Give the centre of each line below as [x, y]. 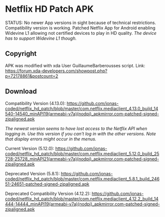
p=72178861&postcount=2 [32, 76]
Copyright [21, 54]
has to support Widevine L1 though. [41, 38]
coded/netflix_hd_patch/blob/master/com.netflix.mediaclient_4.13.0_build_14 [82, 108]
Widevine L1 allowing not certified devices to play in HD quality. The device [81, 33]
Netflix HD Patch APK [50, 9]
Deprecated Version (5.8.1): [32, 173]
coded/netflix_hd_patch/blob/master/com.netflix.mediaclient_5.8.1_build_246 [82, 179]
